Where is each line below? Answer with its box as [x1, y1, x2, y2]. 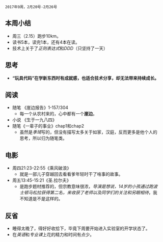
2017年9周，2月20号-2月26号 [5, 4, 57, 9]
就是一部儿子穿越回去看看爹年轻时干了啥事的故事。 [19, 171, 123, 177]
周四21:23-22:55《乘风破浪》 [12, 165, 71, 171]
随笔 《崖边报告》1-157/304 [12, 105, 69, 110]
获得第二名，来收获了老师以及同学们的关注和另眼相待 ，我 [41, 189, 158, 195]
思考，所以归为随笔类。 [19, 135, 67, 141]
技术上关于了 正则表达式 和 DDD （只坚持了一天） [12, 45, 108, 51]
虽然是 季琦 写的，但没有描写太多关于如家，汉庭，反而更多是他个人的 [19, 129, 158, 135]
